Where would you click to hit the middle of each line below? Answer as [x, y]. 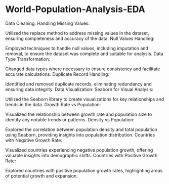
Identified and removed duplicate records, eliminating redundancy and [78, 84]
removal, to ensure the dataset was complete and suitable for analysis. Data [84, 54]
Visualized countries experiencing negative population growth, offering [79, 150]
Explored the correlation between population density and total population [81, 129]
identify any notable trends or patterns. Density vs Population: [70, 119]
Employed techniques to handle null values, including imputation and [77, 48]
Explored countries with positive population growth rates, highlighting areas [84, 170]
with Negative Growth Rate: [34, 140]
